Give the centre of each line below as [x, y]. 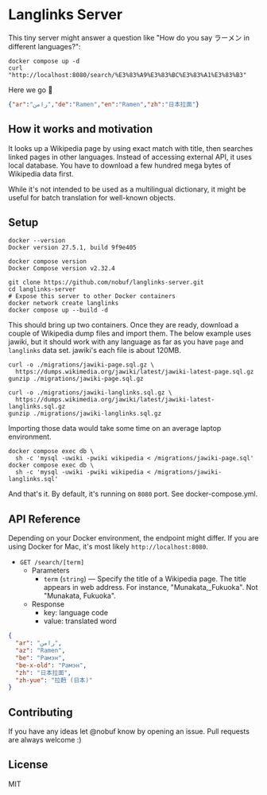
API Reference [44, 519]
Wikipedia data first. [41, 173]
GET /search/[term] [52, 563]
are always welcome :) [45, 740]
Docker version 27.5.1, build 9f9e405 [72, 248]
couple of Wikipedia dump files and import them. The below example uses [130, 334]
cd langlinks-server [43, 289]
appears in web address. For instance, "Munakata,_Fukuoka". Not [151, 588]
